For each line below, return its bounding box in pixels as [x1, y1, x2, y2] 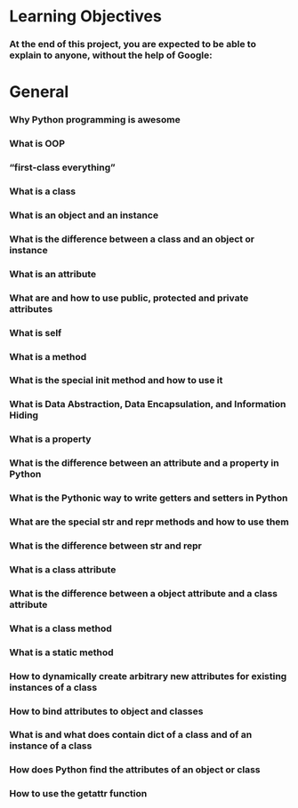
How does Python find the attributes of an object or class [9, 764, 261, 776]
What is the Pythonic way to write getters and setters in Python [9, 492, 288, 504]
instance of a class [9, 740, 93, 752]
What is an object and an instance [9, 209, 158, 221]
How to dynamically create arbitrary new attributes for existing [9, 669, 287, 682]
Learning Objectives [9, 6, 162, 27]
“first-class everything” [9, 162, 116, 174]
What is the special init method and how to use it [9, 374, 223, 387]
